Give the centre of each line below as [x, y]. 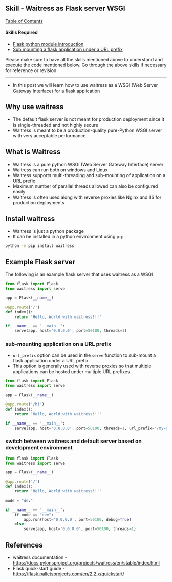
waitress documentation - [40, 557]
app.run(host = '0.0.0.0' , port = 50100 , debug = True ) [78, 519]
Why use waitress [35, 107]
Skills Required [22, 32]
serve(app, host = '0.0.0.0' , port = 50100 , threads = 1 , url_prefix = [84, 428]
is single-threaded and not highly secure [56, 125]
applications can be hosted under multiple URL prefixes [71, 372]
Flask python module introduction [48, 44]
